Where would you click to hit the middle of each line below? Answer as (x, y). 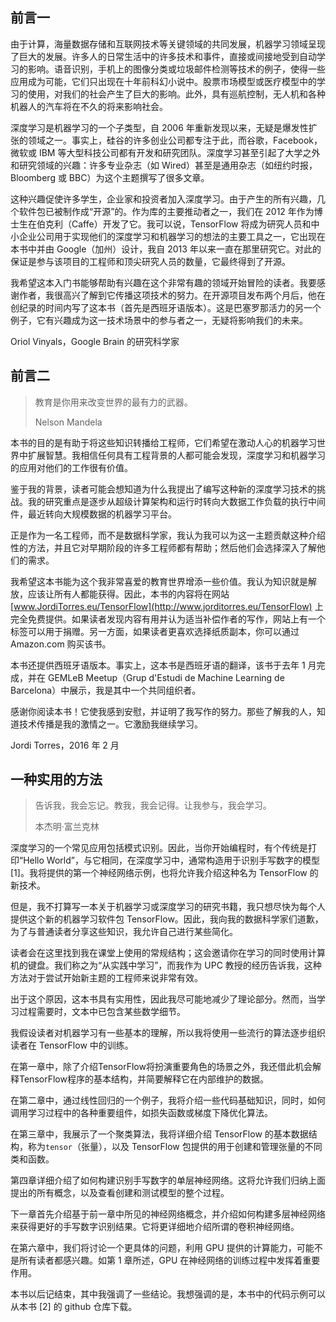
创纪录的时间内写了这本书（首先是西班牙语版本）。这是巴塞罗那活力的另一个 (166, 307)
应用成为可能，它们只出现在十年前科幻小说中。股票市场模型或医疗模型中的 (163, 81)
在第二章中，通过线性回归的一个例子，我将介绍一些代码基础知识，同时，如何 (168, 1100)
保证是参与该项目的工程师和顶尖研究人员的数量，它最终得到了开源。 (150, 261)
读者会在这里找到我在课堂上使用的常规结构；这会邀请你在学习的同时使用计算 (168, 953)
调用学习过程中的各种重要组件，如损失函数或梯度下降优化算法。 (141, 1113)
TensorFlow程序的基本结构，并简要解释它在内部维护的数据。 (143, 1079)
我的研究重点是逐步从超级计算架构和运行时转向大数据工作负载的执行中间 (176, 501)
